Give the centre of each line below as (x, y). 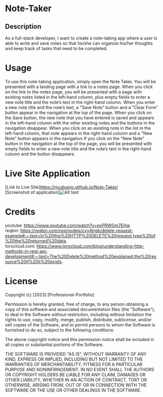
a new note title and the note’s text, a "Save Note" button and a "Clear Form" (82, 107)
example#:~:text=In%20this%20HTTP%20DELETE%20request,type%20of (80, 235)
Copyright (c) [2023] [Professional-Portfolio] (50, 294)
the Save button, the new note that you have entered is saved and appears (80, 118)
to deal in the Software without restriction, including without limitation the (78, 314)
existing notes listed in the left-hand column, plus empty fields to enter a (78, 97)
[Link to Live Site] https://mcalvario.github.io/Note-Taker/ (62, 187)
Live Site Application (48, 174)
